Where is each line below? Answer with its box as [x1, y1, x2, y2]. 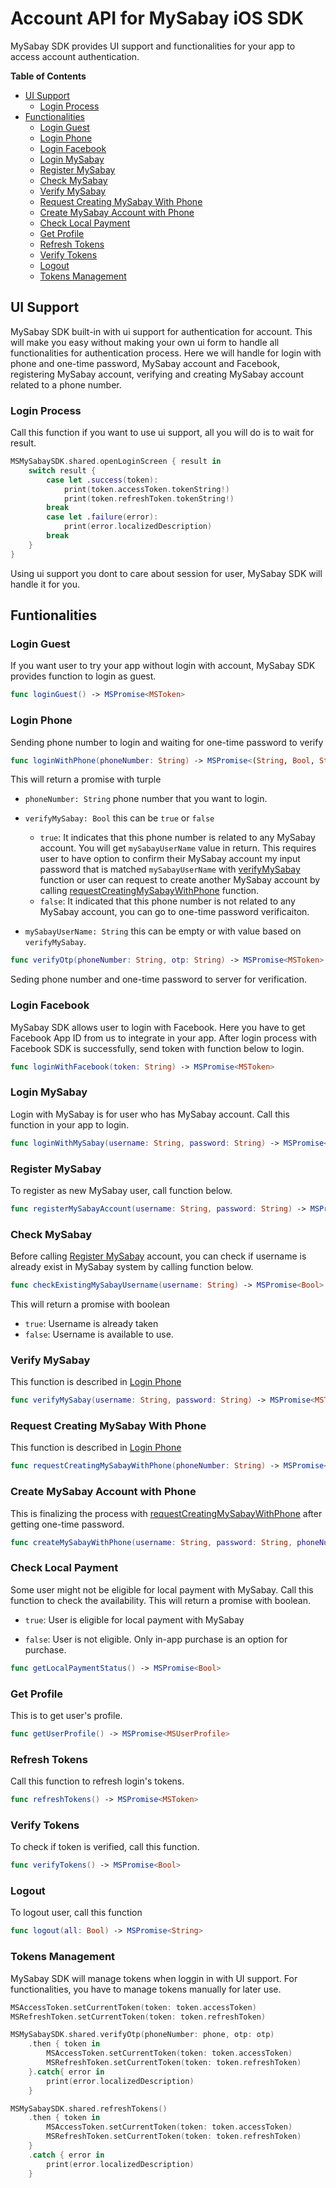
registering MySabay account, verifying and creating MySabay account [10, 368, 305, 380]
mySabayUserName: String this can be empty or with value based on [24, 925, 302, 937]
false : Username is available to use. [24, 1328, 174, 1340]
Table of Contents [10, 70, 87, 82]
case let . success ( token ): [46, 475, 159, 485]
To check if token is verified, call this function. [10, 1841, 200, 1853]
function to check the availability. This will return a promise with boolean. [10, 1594, 312, 1606]
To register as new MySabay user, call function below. [10, 1184, 233, 1196]
